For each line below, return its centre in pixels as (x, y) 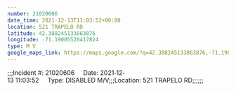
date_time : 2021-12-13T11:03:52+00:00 (64, 20)
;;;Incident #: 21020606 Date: (53, 72)
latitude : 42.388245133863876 (52, 33)
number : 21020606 (33, 14)
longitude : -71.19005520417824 (53, 40)
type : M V (22, 46)
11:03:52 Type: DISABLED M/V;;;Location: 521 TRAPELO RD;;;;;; (109, 80)
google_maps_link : (34, 53)
